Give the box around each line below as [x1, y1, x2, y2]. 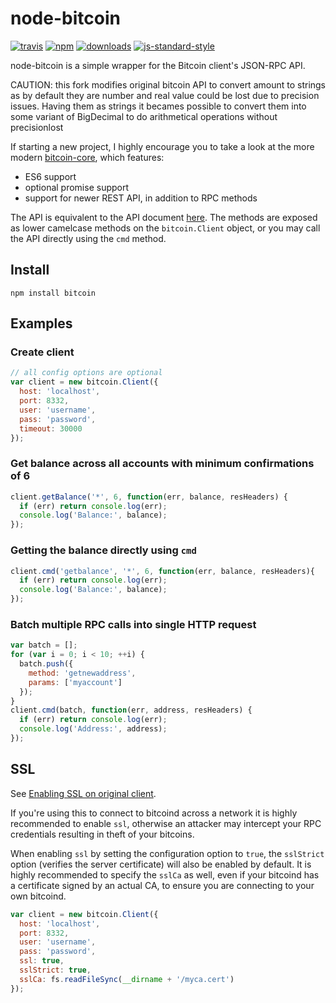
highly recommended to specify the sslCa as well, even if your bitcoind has [10, 868, 320, 881]
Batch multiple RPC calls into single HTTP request [10, 617, 257, 631]
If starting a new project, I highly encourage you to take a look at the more [10, 140, 315, 152]
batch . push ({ [19, 659, 74, 669]
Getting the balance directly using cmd [10, 543, 197, 557]
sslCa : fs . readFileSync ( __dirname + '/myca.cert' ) [19, 974, 235, 984]
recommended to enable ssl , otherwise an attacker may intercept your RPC [10, 817, 322, 829]
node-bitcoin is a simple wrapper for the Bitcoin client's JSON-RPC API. [10, 59, 306, 71]
